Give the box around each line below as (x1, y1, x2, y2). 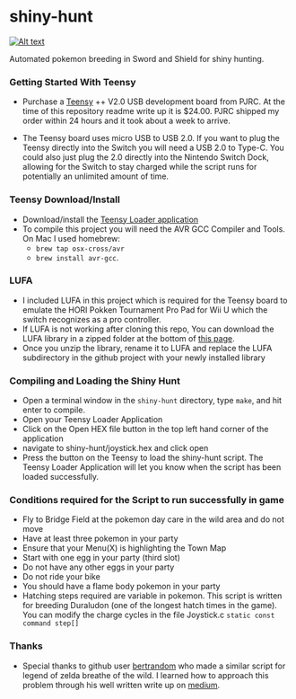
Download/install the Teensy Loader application (22, 214, 199, 225)
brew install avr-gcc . (35, 252, 119, 262)
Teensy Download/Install (9, 193, 121, 206)
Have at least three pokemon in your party (22, 533, 178, 544)
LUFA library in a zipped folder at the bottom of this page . (22, 332, 235, 343)
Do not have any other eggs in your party (22, 562, 175, 572)
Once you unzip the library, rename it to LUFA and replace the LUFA (22, 342, 273, 353)
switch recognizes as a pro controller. (22, 314, 161, 324)
